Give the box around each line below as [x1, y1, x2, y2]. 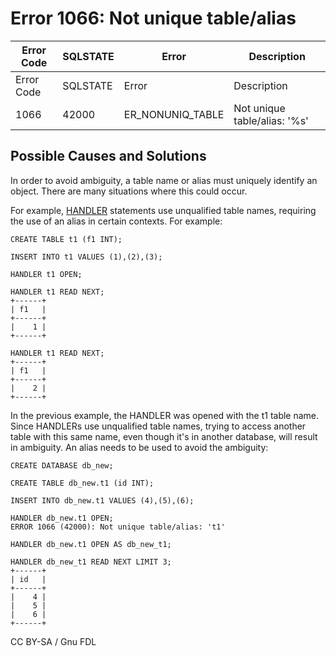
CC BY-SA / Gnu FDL [10, 635, 97, 647]
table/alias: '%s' [233, 113, 309, 127]
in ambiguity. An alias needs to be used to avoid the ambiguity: [10, 441, 269, 453]
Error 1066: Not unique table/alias [10, 7, 297, 30]
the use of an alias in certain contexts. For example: [10, 215, 223, 227]
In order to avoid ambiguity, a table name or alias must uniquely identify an [10, 174, 318, 186]
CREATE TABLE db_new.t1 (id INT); [10, 478, 155, 488]
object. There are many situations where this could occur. [10, 185, 248, 197]
